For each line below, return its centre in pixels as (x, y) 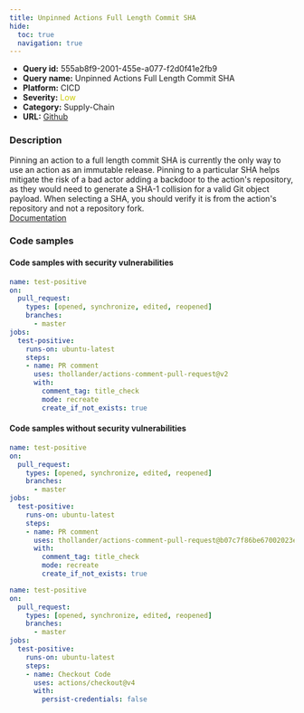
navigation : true (50, 43)
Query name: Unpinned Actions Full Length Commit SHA (128, 79)
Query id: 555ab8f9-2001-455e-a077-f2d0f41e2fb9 (120, 69)
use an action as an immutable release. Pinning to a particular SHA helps (145, 169)
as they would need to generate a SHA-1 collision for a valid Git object (139, 189)
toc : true (36, 34)
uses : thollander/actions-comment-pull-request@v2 (131, 375)
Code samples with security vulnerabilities (91, 262)
